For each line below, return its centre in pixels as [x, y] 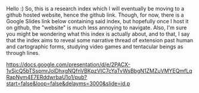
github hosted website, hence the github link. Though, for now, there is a [95, 15]
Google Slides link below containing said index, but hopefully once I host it [97, 21]
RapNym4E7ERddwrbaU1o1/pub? [47, 77]
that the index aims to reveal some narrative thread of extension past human [100, 40]
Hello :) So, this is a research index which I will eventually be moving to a [95, 9]
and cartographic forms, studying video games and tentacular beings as [95, 46]
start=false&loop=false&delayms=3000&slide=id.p [68, 83]
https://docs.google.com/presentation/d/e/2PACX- [69, 64]
